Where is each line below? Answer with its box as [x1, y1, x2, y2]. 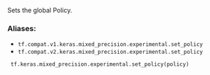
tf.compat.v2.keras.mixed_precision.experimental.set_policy [17, 49, 204, 56]
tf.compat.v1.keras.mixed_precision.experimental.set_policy [17, 41, 204, 48]
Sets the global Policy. [7, 6, 73, 14]
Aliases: [7, 23, 37, 33]
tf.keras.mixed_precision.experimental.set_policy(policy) [10, 61, 190, 68]
